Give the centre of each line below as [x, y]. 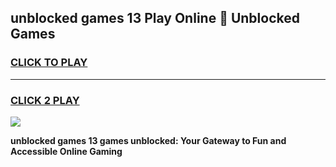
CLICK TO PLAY [49, 63]
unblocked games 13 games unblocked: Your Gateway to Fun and [148, 140]
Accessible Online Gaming [66, 151]
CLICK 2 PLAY [45, 100]
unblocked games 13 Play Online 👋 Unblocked [155, 18]
